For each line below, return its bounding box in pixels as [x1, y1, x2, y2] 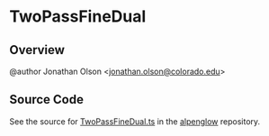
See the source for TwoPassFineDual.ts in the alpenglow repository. [9, 115, 261, 127]
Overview [9, 42, 66, 58]
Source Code [9, 92, 84, 107]
